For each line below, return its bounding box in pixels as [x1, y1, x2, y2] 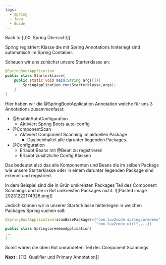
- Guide [9, 21, 26, 26]
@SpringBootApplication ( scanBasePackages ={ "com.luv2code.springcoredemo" [5, 217, 161, 222]
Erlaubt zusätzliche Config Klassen [19, 152, 91, 159]
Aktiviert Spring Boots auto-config [19, 121, 90, 127]
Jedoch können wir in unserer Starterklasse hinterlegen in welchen [5, 202, 142, 208]
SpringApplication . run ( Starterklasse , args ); [23, 82, 116, 87]
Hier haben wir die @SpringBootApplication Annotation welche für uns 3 [5, 101, 153, 106]
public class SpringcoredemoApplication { [5, 226, 92, 231]
